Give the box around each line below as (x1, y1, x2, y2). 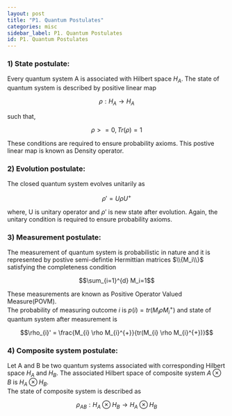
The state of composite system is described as (7, 387, 141, 395)
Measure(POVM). (7, 297, 57, 306)
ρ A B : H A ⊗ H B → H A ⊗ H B (76, 400, 158, 410)
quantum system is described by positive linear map (7, 84, 157, 92)
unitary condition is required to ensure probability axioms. (7, 215, 172, 223)
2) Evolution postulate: (7, 164, 85, 174)
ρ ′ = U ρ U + (101, 193, 132, 202)
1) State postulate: (7, 59, 70, 69)
